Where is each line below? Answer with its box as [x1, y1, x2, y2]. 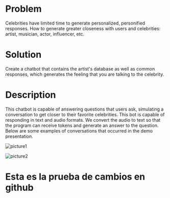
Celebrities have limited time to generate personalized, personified [5, 20, 145, 26]
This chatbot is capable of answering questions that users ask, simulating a [5, 106, 164, 112]
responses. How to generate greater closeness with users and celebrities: [5, 25, 161, 31]
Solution [5, 49, 42, 60]
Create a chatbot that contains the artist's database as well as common [5, 65, 155, 72]
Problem [5, 3, 42, 15]
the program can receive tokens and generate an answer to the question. [5, 122, 159, 128]
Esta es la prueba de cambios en [5, 171, 145, 182]
